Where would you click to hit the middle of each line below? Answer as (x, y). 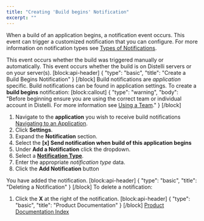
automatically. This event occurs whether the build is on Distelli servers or (99, 66)
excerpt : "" (21, 18)
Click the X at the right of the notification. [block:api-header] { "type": (103, 198)
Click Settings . (34, 130)
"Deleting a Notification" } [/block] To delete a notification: (79, 187)
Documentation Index (42, 211)
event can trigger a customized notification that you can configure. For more (102, 41)
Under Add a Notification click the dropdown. (73, 149)
